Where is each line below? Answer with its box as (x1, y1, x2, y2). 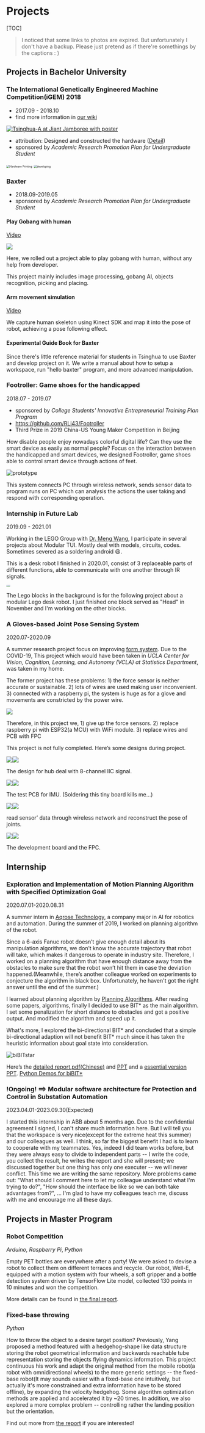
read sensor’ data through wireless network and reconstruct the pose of (6, 814, 188, 821)
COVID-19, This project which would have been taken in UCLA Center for (6, 652, 190, 660)
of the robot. (6, 926, 38, 933)
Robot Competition (6, 1232, 63, 1240)
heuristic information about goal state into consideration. (6, 1039, 149, 1047)
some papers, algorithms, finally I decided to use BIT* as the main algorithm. (6, 1002, 199, 1009)
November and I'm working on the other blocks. (6, 604, 127, 612)
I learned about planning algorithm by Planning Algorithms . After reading (6, 995, 189, 1002)
